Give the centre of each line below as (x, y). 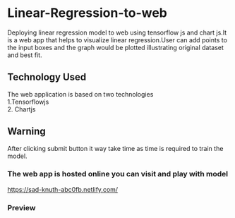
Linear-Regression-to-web (88, 13)
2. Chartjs (22, 109)
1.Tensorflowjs (28, 102)
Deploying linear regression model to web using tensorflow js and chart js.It (117, 32)
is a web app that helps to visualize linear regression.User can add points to (117, 40)
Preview (22, 207)
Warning (26, 132)
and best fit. (25, 55)
